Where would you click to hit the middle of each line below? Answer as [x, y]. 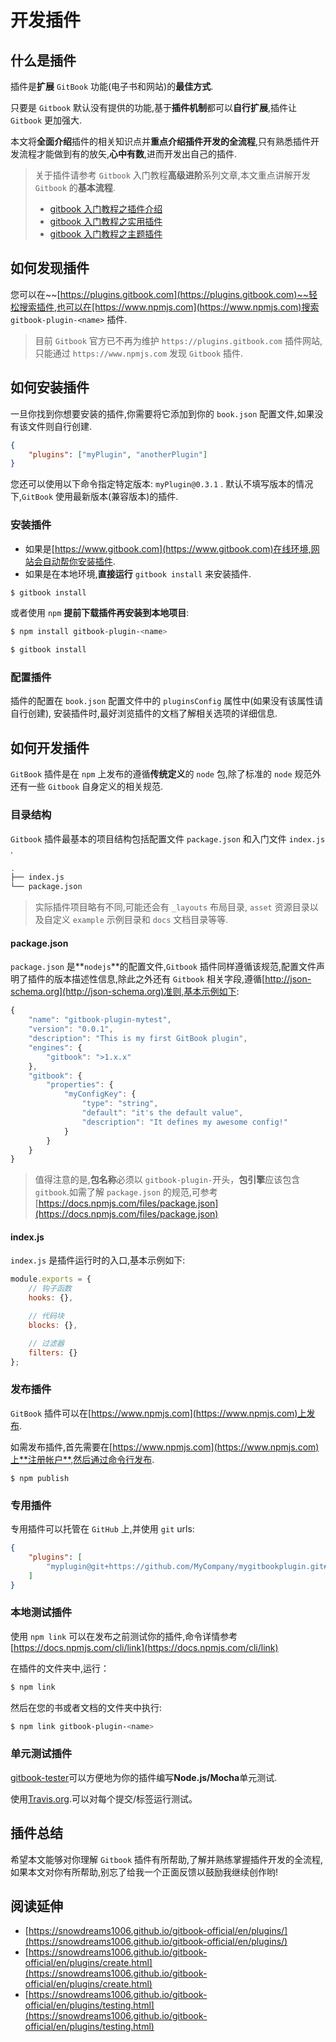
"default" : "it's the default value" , [162, 1113]
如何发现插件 [50, 268]
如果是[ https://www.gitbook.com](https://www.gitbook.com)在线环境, [168, 548]
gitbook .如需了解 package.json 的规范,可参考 [126, 1192]
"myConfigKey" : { [100, 1094]
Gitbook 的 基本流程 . [75, 187]
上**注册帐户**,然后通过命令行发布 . [82, 1459]
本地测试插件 [41, 1613]
